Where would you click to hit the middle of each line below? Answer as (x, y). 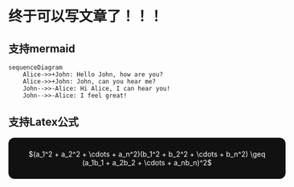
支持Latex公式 (43, 122)
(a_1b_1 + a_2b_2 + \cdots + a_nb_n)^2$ (147, 162)
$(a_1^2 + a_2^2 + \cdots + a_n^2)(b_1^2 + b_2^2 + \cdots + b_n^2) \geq (147, 154)
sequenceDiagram (35, 67)
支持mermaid (42, 49)
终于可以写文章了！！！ (86, 16)
